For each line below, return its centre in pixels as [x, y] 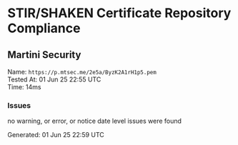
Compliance [44, 28]
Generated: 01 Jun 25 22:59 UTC [56, 135]
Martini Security [44, 55]
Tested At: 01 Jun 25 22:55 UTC [54, 79]
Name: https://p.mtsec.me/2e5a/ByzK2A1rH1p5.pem [82, 72]
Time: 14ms [24, 87]
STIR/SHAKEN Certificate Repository [119, 13]
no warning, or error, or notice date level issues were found [95, 121]
